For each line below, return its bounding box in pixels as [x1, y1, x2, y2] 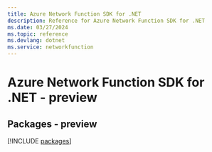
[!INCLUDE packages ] [7, 137, 72, 145]
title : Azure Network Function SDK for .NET [7, 10, 142, 18]
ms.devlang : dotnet [7, 37, 65, 44]
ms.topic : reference [7, 30, 69, 38]
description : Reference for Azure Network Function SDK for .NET [7, 17, 205, 24]
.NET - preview [7, 90, 97, 106]
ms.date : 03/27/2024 [7, 24, 69, 31]
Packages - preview [7, 118, 97, 130]
